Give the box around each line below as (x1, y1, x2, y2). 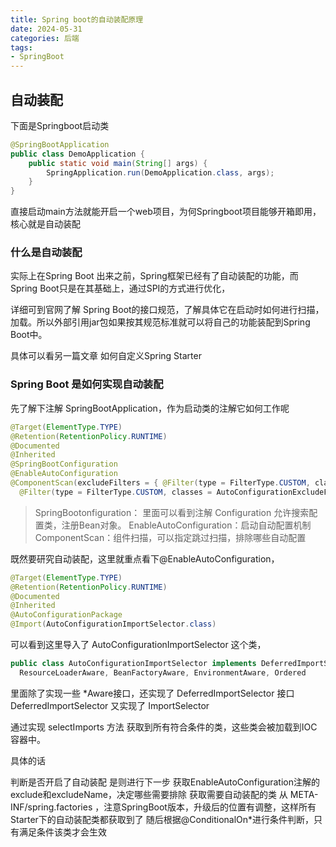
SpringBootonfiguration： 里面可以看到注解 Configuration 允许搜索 (34, 506, 310, 518)
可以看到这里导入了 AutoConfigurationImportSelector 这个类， (10, 639, 267, 651)
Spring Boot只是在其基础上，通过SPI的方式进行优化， (10, 282, 231, 295)
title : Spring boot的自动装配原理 (10, 14, 144, 25)
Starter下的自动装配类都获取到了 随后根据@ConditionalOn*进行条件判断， (10, 813, 315, 825)
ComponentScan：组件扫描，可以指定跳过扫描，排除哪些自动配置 (34, 531, 307, 543)
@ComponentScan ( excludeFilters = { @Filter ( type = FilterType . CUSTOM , (10, 478, 311, 488)
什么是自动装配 (10, 246, 83, 260)
